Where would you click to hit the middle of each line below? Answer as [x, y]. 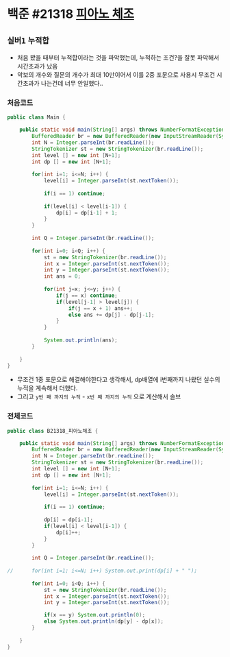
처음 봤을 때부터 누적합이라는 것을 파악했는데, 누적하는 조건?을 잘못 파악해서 [118, 58]
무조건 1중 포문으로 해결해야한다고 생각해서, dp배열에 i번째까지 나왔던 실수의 [118, 380]
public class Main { [37, 117]
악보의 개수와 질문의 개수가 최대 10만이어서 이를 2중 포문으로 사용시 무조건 [116, 75]
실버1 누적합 [28, 40]
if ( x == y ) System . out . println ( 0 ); [94, 615]
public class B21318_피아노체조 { [53, 431]
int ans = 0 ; [62, 276]
